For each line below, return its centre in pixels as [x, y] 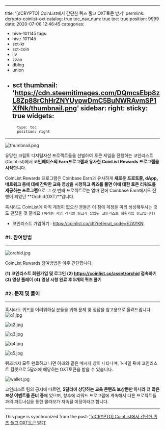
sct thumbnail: [35, 86]
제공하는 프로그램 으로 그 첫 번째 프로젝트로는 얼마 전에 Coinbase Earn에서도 [78, 190]
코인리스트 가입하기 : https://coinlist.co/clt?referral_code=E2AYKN [78, 223]
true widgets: [33, 116]
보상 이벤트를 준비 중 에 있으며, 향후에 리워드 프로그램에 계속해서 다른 [70, 396]
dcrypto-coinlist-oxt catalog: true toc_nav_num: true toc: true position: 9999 [82, 19]
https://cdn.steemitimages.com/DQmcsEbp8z [87, 93]
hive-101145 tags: [30, 33]
